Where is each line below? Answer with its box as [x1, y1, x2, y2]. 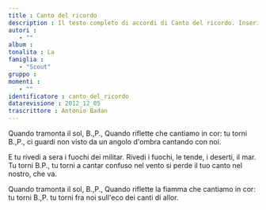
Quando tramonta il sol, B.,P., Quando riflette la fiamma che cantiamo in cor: [8, 185, 256, 193]
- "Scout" [18, 63, 51, 71]
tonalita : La [8, 48, 55, 56]
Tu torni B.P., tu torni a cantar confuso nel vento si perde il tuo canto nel [8, 161, 243, 170]
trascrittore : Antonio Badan [8, 107, 108, 115]
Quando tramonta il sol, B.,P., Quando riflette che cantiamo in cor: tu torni [8, 129, 248, 138]
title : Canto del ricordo [8, 11, 97, 20]
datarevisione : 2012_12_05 [8, 99, 101, 107]
